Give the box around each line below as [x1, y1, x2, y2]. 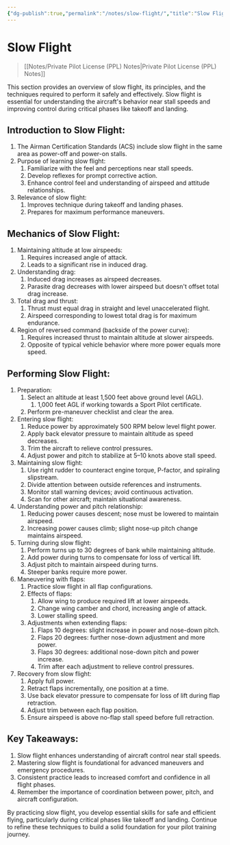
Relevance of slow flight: [16, 193, 87, 202]
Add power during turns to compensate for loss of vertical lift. [27, 553, 202, 562]
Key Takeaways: [7, 733, 79, 745]
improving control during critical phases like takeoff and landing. [7, 104, 189, 113]
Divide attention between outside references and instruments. [27, 481, 202, 488]
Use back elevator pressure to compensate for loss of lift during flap [27, 692, 220, 699]
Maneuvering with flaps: [16, 575, 86, 583]
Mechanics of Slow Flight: [7, 227, 120, 240]
